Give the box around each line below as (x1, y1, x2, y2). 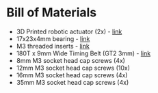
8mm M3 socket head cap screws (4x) (16, 56, 126, 64)
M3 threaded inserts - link (16, 42, 90, 50)
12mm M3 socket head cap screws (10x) (16, 64, 131, 72)
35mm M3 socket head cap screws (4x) (16, 78, 129, 86)
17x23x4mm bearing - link (16, 34, 90, 42)
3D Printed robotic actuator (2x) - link (16, 27, 122, 36)
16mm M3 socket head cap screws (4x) (16, 70, 128, 79)
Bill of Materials (6, 5, 97, 21)
